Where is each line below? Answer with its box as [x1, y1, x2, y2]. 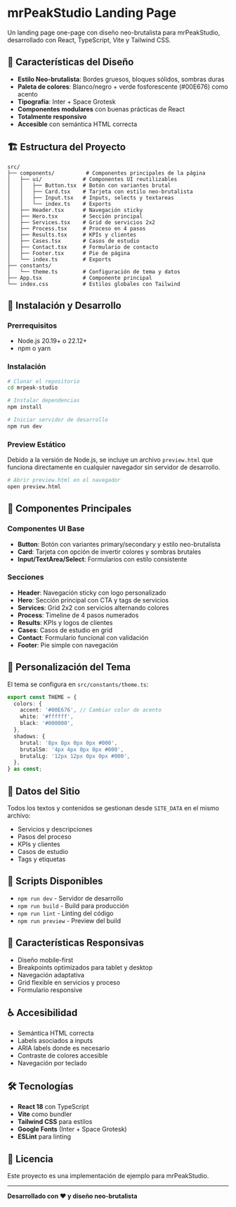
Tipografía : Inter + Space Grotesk [17, 97, 116, 106]
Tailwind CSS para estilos [17, 1118, 93, 1126]
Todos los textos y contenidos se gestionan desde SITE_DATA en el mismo [7, 803, 220, 812]
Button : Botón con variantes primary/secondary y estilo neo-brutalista [17, 540, 221, 548]
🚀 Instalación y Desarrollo [7, 299, 122, 311]
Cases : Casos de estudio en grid [17, 626, 113, 634]
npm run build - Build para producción [17, 901, 129, 910]
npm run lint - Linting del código [17, 909, 114, 917]
